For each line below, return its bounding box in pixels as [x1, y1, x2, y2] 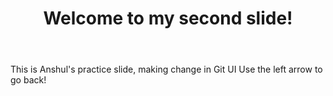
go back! [10, 74, 47, 86]
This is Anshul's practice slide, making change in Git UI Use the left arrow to [10, 63, 323, 76]
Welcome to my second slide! [43, 7, 293, 30]
